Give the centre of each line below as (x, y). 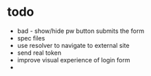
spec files (31, 38)
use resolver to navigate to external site (73, 45)
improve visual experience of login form (73, 60)
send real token (39, 53)
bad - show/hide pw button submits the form (81, 31)
